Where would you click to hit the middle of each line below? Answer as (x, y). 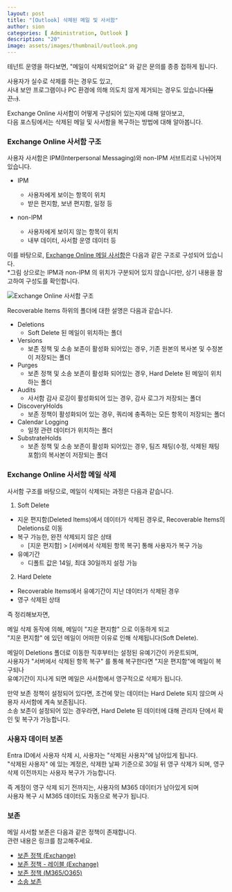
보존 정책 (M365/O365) (50, 873)
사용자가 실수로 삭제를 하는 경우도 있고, (60, 81)
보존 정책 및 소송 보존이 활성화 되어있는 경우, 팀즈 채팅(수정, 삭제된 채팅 (124, 446)
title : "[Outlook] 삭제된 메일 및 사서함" (63, 20)
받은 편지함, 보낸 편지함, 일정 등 (70, 204)
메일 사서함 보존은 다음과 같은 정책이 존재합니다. (72, 832)
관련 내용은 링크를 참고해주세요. (50, 841)
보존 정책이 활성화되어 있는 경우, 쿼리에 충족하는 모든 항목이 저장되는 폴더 (126, 414)
